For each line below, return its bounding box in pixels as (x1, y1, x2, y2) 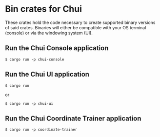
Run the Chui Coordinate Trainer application (5, 114, 141, 122)
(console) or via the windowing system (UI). (5, 30, 93, 36)
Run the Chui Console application (5, 44, 109, 52)
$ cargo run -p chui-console (5, 57, 64, 62)
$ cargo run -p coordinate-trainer (5, 127, 78, 132)
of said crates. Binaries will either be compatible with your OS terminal (5, 24, 146, 30)
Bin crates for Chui (5, 3, 82, 15)
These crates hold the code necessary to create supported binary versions (5, 20, 156, 25)
